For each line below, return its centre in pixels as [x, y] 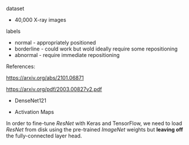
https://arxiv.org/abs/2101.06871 [45, 78]
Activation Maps [34, 112]
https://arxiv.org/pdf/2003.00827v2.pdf [54, 89]
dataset [15, 9]
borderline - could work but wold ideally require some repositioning [96, 49]
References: [21, 66]
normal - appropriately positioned [55, 43]
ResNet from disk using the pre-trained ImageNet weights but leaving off [95, 129]
